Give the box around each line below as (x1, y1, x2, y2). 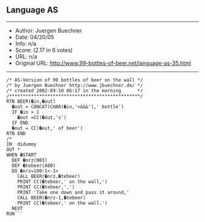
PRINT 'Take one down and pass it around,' (17, 189, 130, 195)
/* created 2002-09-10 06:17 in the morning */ (6, 87, 143, 94)
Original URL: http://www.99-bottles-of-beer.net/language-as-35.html (15, 59, 191, 67)
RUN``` (6, 210, 23, 216)
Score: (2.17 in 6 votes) (15, 46, 73, 54)
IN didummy (6, 141, 37, 147)
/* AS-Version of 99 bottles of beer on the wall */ (6, 76, 143, 83)
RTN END (6, 130, 26, 136)
